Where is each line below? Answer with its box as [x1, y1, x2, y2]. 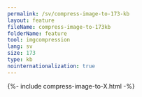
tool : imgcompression [7, 37, 71, 44]
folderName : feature [7, 30, 68, 37]
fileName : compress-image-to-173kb [7, 23, 111, 30]
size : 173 [7, 50, 36, 57]
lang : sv [7, 43, 33, 50]
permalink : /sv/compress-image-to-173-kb [7, 10, 130, 18]
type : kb [7, 56, 33, 63]
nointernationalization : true [7, 63, 96, 70]
